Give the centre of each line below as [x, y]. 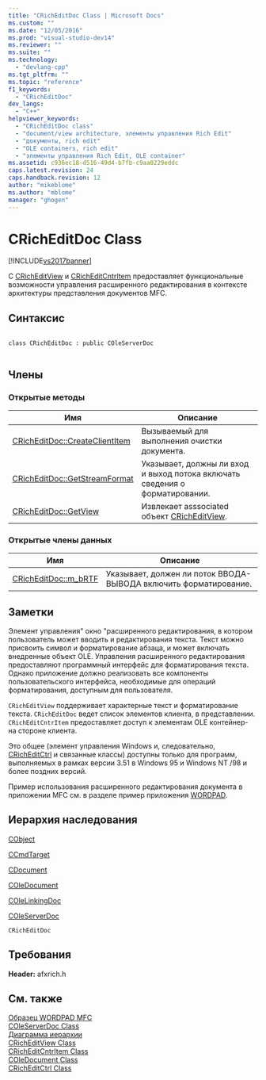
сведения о [163, 483]
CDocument [28, 870]
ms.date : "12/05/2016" [46, 30]
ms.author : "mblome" [42, 192]
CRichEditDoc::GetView [56, 511]
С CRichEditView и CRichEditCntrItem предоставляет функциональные [126, 276]
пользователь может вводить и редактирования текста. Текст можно [126, 640]
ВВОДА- [234, 574]
